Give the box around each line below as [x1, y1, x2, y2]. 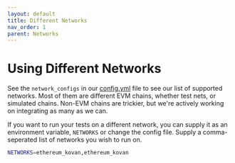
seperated [7, 135, 38, 144]
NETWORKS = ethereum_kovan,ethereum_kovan [7, 150, 130, 157]
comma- [202, 128, 228, 137]
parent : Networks [7, 30, 59, 38]
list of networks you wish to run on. [38, 135, 142, 144]
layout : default [7, 10, 56, 18]
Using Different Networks [7, 61, 162, 77]
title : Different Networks [7, 17, 88, 24]
